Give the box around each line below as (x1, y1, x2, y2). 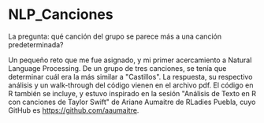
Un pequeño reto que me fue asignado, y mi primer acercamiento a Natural (8, 55, 252, 65)
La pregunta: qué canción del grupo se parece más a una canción (8, 32, 222, 41)
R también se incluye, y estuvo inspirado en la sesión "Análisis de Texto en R (8, 88, 256, 98)
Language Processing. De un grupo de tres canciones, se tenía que (8, 63, 227, 73)
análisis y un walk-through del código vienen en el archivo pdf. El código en (8, 80, 254, 90)
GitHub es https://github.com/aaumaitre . (8, 105, 139, 115)
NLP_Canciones (8, 6, 113, 24)
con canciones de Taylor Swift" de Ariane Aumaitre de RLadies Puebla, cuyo (8, 97, 256, 106)
